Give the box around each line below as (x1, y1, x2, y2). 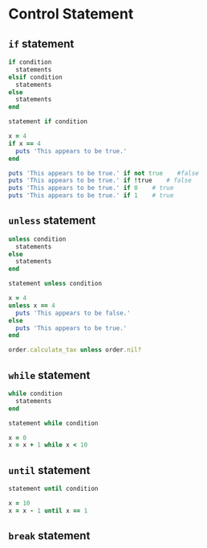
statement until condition (8, 484, 99, 493)
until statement (8, 464, 91, 477)
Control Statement (8, 5, 134, 23)
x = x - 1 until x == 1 (8, 506, 88, 515)
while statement (8, 368, 91, 382)
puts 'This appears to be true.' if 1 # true (8, 192, 174, 200)
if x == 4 (8, 139, 42, 147)
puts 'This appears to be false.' (15, 309, 131, 317)
